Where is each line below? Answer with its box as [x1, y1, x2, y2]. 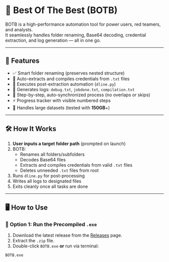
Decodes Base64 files [20, 156, 66, 163]
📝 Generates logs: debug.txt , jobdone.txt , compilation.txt [12, 86, 135, 92]
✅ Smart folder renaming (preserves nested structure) [12, 70, 125, 76]
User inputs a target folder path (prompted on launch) [12, 141, 126, 147]
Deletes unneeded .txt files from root [20, 167, 99, 173]
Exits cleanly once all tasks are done [12, 183, 88, 189]
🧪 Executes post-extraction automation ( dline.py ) [12, 81, 116, 87]
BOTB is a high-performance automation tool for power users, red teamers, [5, 21, 161, 27]
